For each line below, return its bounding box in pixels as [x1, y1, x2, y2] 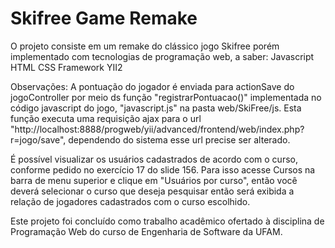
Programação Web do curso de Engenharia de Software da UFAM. [10, 225, 283, 237]
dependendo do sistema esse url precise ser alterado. [68, 133, 291, 146]
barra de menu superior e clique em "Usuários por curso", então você [10, 174, 298, 186]
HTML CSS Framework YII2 [10, 61, 123, 73]
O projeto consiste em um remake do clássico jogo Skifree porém [10, 40, 280, 52]
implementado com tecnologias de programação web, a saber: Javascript [10, 50, 315, 62]
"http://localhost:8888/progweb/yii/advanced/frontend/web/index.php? [10, 123, 305, 135]
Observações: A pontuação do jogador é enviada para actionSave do [10, 80, 295, 92]
